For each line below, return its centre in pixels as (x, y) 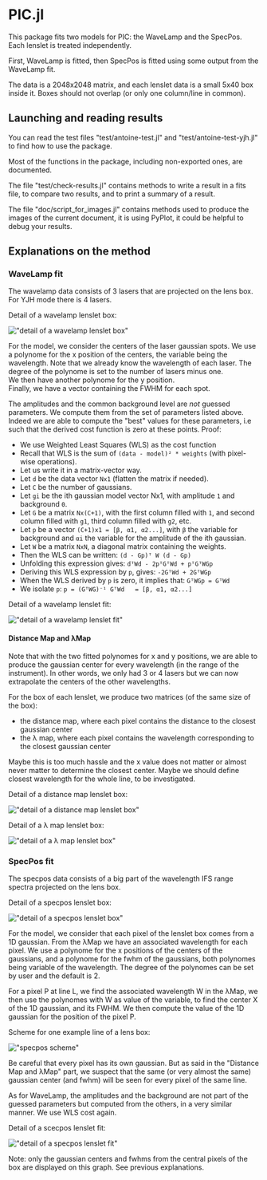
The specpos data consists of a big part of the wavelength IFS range (121, 878)
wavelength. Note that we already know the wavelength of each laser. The (130, 363)
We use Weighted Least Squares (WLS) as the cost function (118, 445)
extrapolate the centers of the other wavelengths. (90, 681)
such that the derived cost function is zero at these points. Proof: (115, 429)
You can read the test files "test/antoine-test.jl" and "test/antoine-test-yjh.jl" (133, 137)
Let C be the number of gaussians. (76, 487)
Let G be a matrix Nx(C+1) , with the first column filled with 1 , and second (137, 513)
